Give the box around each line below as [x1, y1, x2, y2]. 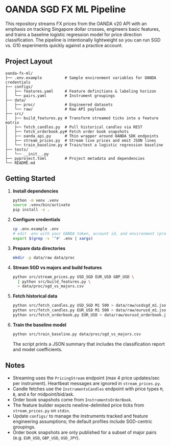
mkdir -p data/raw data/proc [12, 255, 75, 260]
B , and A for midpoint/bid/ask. [12, 391, 75, 397]
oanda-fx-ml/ [5, 71, 33, 76]
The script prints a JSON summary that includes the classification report [12, 341, 165, 347]
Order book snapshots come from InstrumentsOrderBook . [12, 396, 133, 402]
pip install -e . [12, 207, 50, 213]
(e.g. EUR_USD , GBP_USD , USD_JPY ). [12, 434, 80, 441]
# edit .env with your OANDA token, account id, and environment [12, 231, 155, 237]
